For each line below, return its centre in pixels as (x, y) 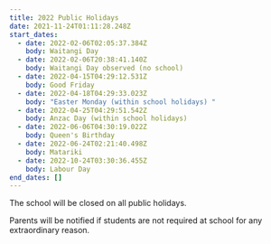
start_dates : (34, 34)
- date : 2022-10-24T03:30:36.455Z (82, 160)
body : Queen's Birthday (70, 136)
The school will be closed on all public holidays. (98, 203)
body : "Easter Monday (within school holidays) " (121, 102)
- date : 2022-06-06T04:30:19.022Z (82, 127)
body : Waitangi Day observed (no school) (104, 69)
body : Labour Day (58, 169)
